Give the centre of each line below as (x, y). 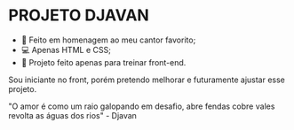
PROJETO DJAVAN (79, 15)
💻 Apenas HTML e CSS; (66, 50)
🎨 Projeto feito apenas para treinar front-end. (103, 62)
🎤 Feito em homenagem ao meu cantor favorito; (108, 40)
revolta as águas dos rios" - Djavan (72, 115)
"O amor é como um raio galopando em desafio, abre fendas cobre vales (142, 106)
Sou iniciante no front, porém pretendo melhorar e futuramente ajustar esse (147, 80)
